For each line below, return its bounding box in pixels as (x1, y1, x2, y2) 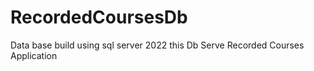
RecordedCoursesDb (10, 6, 188, 29)
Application (10, 49, 58, 61)
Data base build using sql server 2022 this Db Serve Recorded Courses (10, 39, 305, 51)
